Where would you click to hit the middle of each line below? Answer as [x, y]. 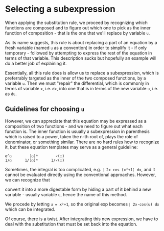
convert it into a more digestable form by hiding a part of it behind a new [78, 189]
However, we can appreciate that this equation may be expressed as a [76, 121]
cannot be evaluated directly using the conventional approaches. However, [81, 175]
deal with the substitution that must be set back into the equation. [71, 224]
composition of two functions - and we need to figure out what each [74, 126]
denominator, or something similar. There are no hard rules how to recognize [82, 142]
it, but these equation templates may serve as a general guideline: [71, 147]
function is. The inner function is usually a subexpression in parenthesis [78, 131]
